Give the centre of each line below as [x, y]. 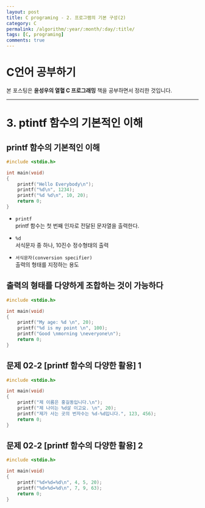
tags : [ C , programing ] [35, 35]
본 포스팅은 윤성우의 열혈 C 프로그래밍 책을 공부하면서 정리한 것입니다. [89, 90]
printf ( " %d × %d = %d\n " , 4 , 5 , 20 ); [60, 482]
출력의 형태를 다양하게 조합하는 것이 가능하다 [85, 286]
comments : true [26, 40]
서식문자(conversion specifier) [54, 258]
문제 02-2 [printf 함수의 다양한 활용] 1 [74, 366]
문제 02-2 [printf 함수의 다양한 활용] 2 [75, 445]
